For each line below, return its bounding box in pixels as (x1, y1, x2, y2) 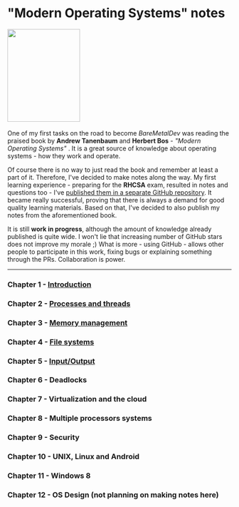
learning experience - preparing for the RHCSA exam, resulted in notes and (7, 180, 229, 189)
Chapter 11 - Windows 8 (7, 471, 91, 481)
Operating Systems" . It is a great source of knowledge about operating (7, 144, 217, 153)
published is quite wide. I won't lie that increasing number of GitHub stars (7, 232, 223, 240)
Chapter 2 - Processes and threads (7, 298, 131, 308)
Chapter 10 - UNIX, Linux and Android (7, 451, 140, 461)
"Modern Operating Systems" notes (7, 5, 225, 21)
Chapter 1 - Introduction (7, 280, 92, 290)
